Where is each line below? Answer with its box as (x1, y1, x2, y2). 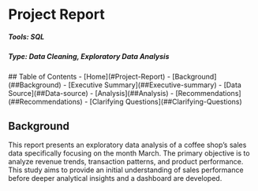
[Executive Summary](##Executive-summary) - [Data (68, 80, 242, 90)
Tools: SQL (8, 31, 45, 41)
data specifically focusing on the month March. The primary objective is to (8, 149, 250, 158)
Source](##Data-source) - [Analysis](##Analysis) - (8, 88, 174, 97)
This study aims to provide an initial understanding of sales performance (8, 165, 244, 174)
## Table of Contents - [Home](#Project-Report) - (8, 72, 171, 81)
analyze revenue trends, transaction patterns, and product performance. (8, 157, 244, 167)
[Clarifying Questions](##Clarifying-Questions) (89, 97, 242, 106)
